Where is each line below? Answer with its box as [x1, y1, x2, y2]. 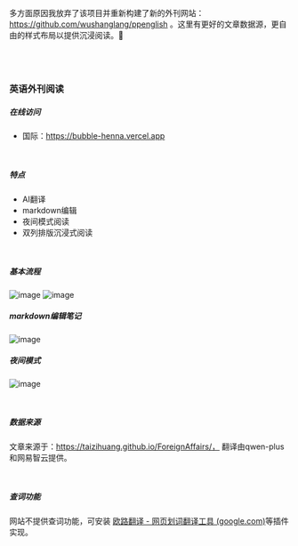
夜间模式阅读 [21, 216, 69, 227]
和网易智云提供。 [9, 452, 72, 462]
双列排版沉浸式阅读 [21, 227, 93, 237]
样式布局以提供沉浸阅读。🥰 [24, 30, 125, 40]
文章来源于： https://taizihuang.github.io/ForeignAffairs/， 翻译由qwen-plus [9, 441, 285, 452]
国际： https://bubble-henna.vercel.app [21, 130, 165, 141]
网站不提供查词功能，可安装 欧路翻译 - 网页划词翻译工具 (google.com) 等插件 [9, 515, 289, 526]
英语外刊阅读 [9, 83, 65, 95]
